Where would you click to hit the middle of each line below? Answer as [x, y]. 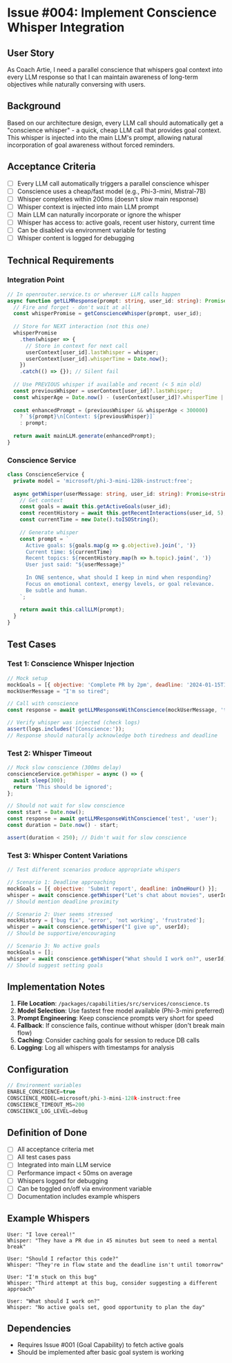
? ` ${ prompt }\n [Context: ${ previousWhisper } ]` [88, 417]
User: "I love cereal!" [41, 1234]
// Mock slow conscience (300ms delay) [65, 768]
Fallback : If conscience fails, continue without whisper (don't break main [121, 1026]
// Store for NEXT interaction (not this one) [81, 327]
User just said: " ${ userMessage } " [75, 565]
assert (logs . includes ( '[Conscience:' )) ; [66, 729]
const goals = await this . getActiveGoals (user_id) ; [95, 507]
